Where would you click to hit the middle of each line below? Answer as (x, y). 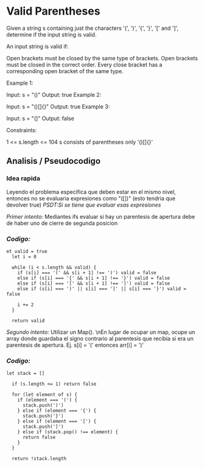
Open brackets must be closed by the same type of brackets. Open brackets (102, 58)
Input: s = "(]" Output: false (40, 118)
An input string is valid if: (37, 46)
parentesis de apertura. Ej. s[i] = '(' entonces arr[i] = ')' (75, 345)
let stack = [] (26, 374)
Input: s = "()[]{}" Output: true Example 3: (58, 106)
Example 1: (20, 83)
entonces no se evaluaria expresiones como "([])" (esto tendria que (91, 198)
